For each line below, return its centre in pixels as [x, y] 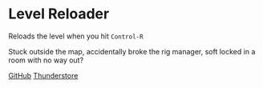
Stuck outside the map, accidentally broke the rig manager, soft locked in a [132, 51]
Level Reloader [59, 14]
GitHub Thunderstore [43, 75]
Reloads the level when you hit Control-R [76, 36]
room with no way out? [46, 60]
